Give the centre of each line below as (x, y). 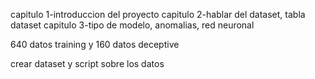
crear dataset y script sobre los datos (87, 63)
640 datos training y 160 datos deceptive (95, 44)
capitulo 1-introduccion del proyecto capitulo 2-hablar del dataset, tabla (158, 14)
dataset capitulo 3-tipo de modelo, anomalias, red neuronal (132, 25)
